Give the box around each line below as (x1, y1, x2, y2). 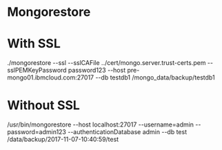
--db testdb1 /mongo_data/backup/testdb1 (95, 73, 215, 82)
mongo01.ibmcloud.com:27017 (7, 73, 94, 82)
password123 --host (68, 66, 126, 75)
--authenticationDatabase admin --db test (68, 128, 188, 136)
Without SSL (7, 97, 81, 113)
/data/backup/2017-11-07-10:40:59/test (7, 135, 119, 144)
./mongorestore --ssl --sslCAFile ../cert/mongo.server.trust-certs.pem (7, 59, 206, 67)
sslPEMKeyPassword (7, 66, 67, 75)
